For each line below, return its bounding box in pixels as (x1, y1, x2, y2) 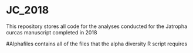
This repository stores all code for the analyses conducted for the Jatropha (6, 23, 188, 30)
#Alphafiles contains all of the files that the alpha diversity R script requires (6, 40, 188, 47)
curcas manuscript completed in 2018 (6, 29, 97, 36)
